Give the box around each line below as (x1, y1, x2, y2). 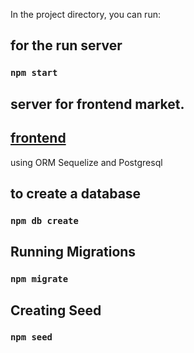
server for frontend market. (10, 95, 185, 113)
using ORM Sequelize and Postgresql (10, 156, 163, 168)
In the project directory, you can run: (10, 9, 161, 20)
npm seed (10, 332, 53, 343)
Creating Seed (10, 302, 102, 319)
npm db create (10, 215, 79, 226)
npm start (10, 67, 58, 79)
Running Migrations (10, 244, 137, 261)
